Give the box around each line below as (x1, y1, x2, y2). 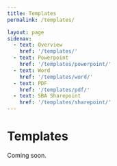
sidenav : (7, 35, 32, 42)
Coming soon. (7, 151, 47, 159)
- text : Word (13, 67, 51, 74)
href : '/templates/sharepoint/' (19, 99, 112, 106)
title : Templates (7, 10, 57, 17)
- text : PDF (13, 80, 48, 86)
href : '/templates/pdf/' (19, 86, 90, 93)
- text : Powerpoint (13, 54, 69, 62)
